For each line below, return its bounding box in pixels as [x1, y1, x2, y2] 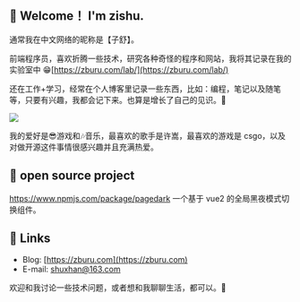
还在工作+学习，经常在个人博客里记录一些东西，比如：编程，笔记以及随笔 [9, 83, 282, 94]
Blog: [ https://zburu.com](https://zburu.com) [21, 255, 188, 265]
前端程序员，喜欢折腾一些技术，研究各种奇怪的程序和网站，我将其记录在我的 [9, 53, 292, 64]
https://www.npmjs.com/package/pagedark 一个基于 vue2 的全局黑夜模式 [9, 193, 282, 203]
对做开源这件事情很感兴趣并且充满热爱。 [9, 142, 159, 152]
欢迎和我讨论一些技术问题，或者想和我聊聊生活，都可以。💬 [9, 282, 227, 293]
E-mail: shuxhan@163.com [21, 263, 121, 275]
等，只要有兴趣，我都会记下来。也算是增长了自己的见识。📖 [9, 94, 227, 105]
